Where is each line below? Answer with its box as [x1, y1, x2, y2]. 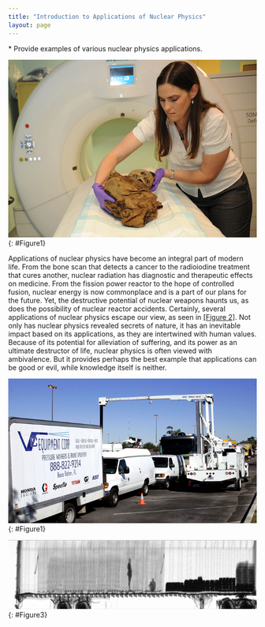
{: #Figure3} [8, 610, 48, 620]
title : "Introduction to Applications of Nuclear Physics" [8, 13, 207, 21]
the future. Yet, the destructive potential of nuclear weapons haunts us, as [8, 295, 249, 305]
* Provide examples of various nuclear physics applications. [8, 43, 203, 53]
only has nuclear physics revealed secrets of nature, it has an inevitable [8, 321, 241, 330]
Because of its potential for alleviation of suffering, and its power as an [8, 337, 238, 347]
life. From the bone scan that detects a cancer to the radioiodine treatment [8, 261, 250, 272]
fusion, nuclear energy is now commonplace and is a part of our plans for [8, 287, 247, 296]
